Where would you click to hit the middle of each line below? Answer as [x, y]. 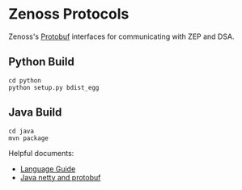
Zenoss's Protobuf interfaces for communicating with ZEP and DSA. [121, 36]
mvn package [28, 138]
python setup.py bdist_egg [54, 87]
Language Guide [48, 169]
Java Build [35, 113]
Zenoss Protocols [69, 14]
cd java [21, 131]
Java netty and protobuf [60, 177]
